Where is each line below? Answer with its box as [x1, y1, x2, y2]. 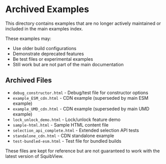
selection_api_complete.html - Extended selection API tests [12, 127, 139, 133]
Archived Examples [5, 4, 89, 15]
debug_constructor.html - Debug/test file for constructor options [12, 90, 149, 96]
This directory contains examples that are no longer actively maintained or [5, 20, 161, 26]
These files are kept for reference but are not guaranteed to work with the [5, 148, 160, 154]
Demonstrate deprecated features [12, 51, 84, 57]
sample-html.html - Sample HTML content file [12, 121, 108, 128]
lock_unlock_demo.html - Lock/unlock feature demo [12, 116, 121, 122]
